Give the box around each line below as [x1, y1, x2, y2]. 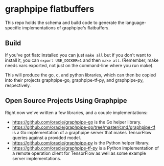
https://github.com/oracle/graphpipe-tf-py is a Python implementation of [12, 145, 159, 151]
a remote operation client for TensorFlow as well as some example [12, 150, 146, 156]
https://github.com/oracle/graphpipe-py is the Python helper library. [12, 140, 150, 145]
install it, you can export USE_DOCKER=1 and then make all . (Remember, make [5, 57, 159, 63]
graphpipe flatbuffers [5, 3, 94, 15]
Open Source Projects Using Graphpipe [5, 96, 127, 105]
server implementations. [12, 155, 61, 161]
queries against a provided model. [12, 135, 81, 141]
